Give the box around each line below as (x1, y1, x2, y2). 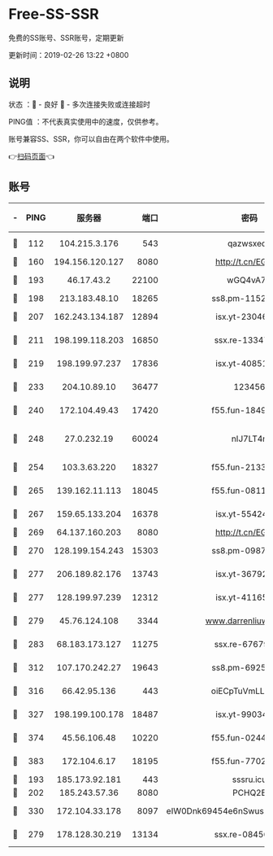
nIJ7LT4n (231, 433, 268, 444)
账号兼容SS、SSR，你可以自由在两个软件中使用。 (8, 133, 174, 143)
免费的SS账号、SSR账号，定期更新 (8, 33, 124, 42)
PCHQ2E (232, 787, 266, 798)
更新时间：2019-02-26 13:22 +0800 (8, 50, 129, 59)
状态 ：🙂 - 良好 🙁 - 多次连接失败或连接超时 (8, 99, 150, 109)
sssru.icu (232, 774, 267, 785)
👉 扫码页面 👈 (8, 151, 55, 161)
